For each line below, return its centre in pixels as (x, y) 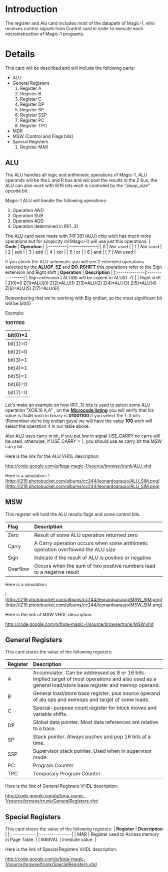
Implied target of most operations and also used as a (95, 679)
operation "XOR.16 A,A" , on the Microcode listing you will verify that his (79, 410)
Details (20, 54)
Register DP (32, 104)
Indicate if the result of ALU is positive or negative (93, 558)
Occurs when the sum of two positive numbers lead (95, 566)
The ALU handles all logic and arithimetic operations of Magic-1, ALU (76, 175)
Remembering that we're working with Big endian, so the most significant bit (84, 298)
